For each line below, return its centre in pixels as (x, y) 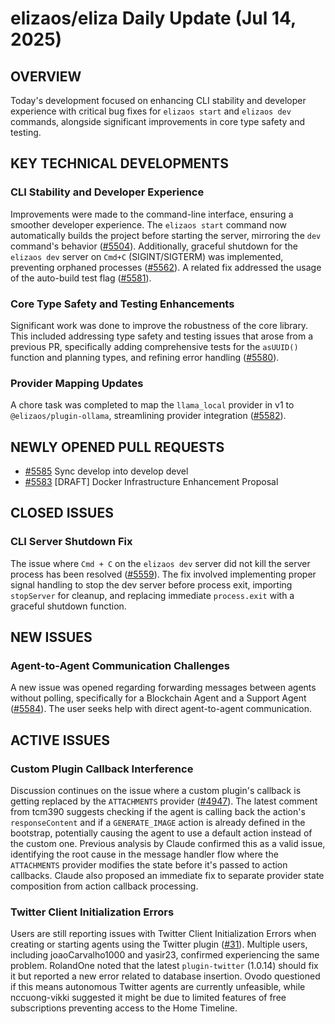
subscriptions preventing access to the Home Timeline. (124, 1008)
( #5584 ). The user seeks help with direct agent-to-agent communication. (161, 709)
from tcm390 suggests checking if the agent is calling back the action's (158, 812)
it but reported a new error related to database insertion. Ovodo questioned (165, 976)
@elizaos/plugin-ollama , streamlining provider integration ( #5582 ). (148, 416)
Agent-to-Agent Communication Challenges (120, 666)
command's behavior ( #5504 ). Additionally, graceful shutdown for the (154, 246)
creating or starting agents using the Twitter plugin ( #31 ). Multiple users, (159, 944)
